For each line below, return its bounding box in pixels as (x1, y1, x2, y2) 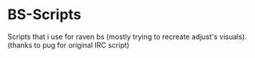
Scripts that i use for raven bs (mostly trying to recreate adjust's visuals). (7, 32, 247, 41)
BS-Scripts (7, 6, 82, 24)
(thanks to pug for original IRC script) (7, 40, 129, 49)
